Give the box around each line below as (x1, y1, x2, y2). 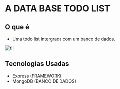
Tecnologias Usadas (5, 60, 69, 68)
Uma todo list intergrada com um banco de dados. (12, 36, 115, 42)
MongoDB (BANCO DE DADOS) (12, 78, 77, 84)
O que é (5, 23, 30, 31)
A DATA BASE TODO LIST (5, 3, 111, 14)
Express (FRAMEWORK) (12, 73, 62, 79)
